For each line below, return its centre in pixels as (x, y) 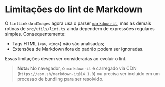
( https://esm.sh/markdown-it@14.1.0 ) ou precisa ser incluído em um (89, 73)
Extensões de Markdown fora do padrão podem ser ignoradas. (78, 49)
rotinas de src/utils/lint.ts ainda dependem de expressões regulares (80, 28)
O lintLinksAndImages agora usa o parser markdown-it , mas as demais (78, 23)
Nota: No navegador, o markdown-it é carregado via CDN (77, 68)
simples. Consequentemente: (36, 34)
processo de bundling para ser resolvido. (60, 79)
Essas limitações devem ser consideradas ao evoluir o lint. (66, 58)
